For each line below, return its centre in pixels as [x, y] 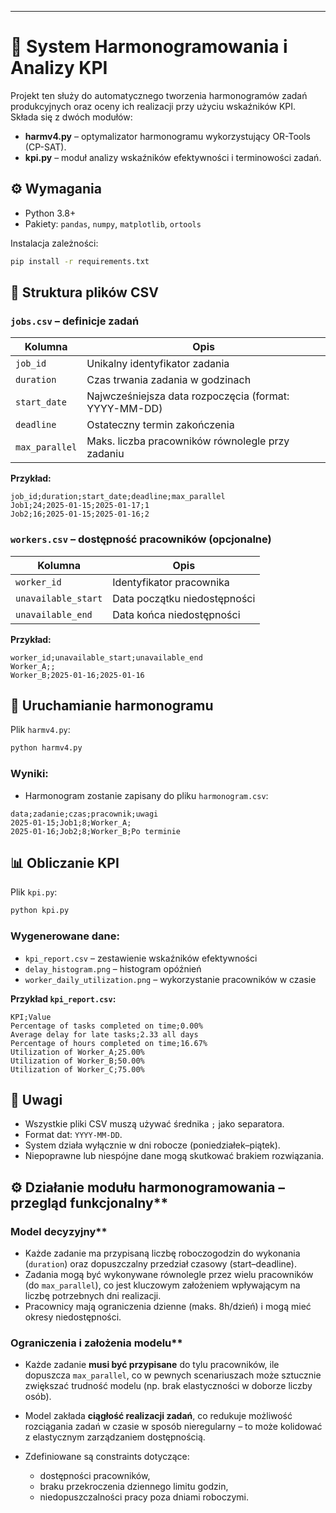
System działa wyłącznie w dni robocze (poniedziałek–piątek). [152, 1145]
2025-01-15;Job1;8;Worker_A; [71, 822]
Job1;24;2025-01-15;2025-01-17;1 [80, 506]
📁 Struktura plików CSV [84, 292]
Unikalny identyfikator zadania [158, 364]
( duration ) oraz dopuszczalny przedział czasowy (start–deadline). [160, 1264]
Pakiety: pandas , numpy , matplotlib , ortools [113, 223]
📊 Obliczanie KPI [65, 862]
